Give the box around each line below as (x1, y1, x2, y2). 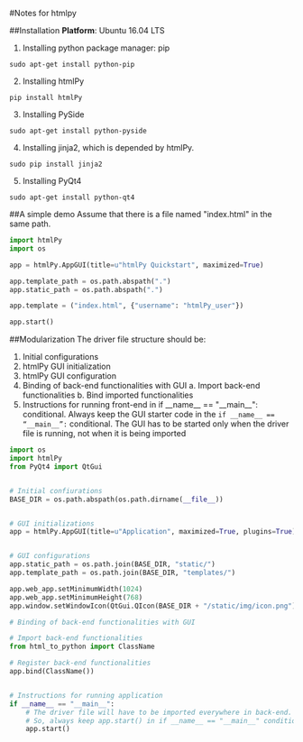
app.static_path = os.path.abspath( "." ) (9, 285, 164, 294)
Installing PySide (22, 109, 85, 120)
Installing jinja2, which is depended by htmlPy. (22, 142, 195, 152)
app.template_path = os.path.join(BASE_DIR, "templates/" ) (9, 568, 236, 577)
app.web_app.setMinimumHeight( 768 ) (9, 592, 143, 602)
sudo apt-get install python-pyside (9, 126, 147, 135)
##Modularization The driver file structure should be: (9, 334, 207, 345)
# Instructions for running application (9, 691, 164, 700)
